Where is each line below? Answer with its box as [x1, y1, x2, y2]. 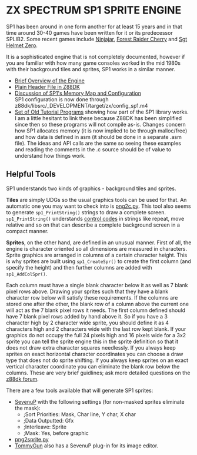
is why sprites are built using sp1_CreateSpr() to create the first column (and [6, 257, 191, 265]
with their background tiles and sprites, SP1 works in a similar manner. [6, 65, 175, 72]
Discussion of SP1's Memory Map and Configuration [14, 89, 141, 97]
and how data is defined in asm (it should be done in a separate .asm [14, 133, 182, 140]
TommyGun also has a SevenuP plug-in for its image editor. [14, 442, 159, 449]
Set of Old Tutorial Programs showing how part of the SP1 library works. [14, 108, 189, 115]
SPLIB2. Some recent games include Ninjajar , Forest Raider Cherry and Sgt [6, 35, 188, 42]
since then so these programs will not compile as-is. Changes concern [14, 121, 186, 128]
